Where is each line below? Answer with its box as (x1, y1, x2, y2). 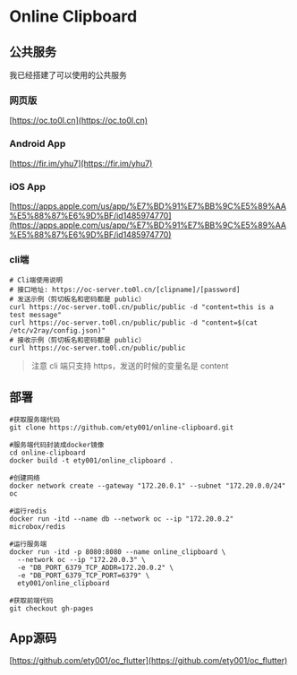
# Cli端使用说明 (9, 276, 64, 285)
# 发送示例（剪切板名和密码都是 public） (9, 295, 146, 304)
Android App (9, 137, 66, 150)
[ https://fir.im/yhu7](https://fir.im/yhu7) (9, 158, 153, 169)
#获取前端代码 (9, 596, 54, 605)
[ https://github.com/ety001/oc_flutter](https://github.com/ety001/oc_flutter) (9, 654, 288, 665)
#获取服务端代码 (9, 415, 61, 424)
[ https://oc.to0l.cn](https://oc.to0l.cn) (9, 115, 148, 126)
